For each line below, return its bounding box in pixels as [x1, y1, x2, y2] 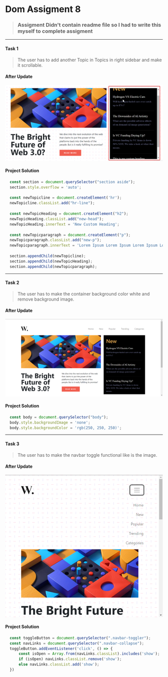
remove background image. [17, 296, 74, 302]
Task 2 [5, 280, 19, 286]
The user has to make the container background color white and [17, 291, 150, 297]
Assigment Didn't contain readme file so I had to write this [17, 22, 161, 29]
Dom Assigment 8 [5, 4, 81, 15]
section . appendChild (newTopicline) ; [9, 253, 86, 258]
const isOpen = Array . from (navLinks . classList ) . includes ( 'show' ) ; [18, 651, 160, 656]
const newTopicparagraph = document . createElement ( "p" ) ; [9, 232, 131, 237]
